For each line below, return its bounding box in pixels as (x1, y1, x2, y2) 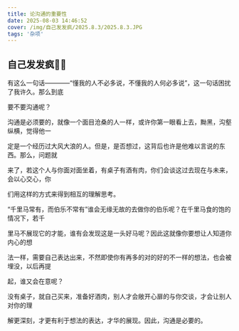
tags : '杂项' (7, 30, 44, 38)
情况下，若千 (7, 214, 45, 223)
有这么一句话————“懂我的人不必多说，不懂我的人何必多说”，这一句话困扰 (7, 79, 231, 88)
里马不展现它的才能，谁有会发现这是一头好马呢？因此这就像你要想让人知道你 (7, 229, 232, 238)
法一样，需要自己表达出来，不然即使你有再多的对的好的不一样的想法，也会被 (7, 253, 232, 262)
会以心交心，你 (7, 175, 51, 184)
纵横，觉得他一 (7, 127, 51, 135)
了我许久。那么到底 (7, 88, 64, 96)
